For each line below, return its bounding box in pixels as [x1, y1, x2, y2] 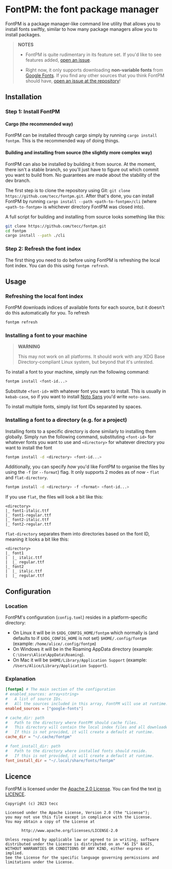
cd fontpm [5, 228, 27, 233]
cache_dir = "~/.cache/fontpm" [5, 734, 72, 739]
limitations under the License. [5, 860, 74, 865]
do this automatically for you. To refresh [5, 310, 90, 316]
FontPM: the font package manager [5, 4, 159, 15]
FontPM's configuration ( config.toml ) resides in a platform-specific [5, 614, 147, 620]
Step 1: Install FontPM [5, 108, 60, 115]
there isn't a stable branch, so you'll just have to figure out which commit [5, 166, 159, 173]
